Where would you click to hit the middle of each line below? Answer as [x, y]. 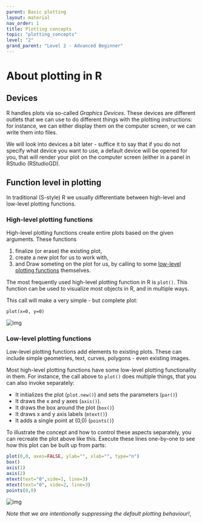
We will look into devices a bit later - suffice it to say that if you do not [93, 144]
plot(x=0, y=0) [25, 311]
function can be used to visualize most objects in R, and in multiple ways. [98, 288]
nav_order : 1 [23, 23]
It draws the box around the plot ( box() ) [65, 407]
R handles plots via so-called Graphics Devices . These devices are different [101, 113]
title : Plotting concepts [39, 29]
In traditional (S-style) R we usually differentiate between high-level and [96, 197]
